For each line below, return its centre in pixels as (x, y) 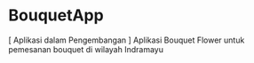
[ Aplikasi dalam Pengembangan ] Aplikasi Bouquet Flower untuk (127, 40)
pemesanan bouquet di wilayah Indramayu (86, 49)
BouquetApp (56, 16)
